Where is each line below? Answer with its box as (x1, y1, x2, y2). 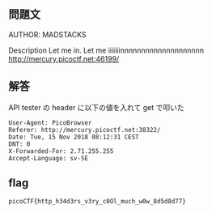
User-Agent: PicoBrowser (8, 118, 92, 127)
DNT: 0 (8, 140, 31, 148)
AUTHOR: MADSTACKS (8, 29, 87, 39)
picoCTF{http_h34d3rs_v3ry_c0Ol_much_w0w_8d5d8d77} (8, 198, 186, 206)
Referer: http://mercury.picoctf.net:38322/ (8, 126, 161, 134)
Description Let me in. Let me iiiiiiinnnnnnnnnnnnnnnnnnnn (8, 45, 205, 55)
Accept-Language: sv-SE (8, 154, 89, 162)
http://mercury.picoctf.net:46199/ (8, 53, 120, 63)
